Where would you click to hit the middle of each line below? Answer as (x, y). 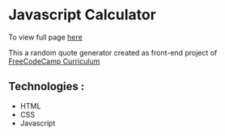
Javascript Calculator (82, 15)
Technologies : (47, 87)
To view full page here (45, 37)
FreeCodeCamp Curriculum (54, 61)
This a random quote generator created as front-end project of (113, 52)
